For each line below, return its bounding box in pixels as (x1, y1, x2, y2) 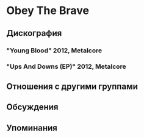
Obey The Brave (6, 4, 90, 18)
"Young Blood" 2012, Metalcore (6, 46, 103, 55)
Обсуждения (6, 102, 59, 113)
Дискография (6, 28, 62, 38)
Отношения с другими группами (6, 81, 139, 91)
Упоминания (6, 122, 58, 133)
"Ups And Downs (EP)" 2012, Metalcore (6, 62, 126, 71)
